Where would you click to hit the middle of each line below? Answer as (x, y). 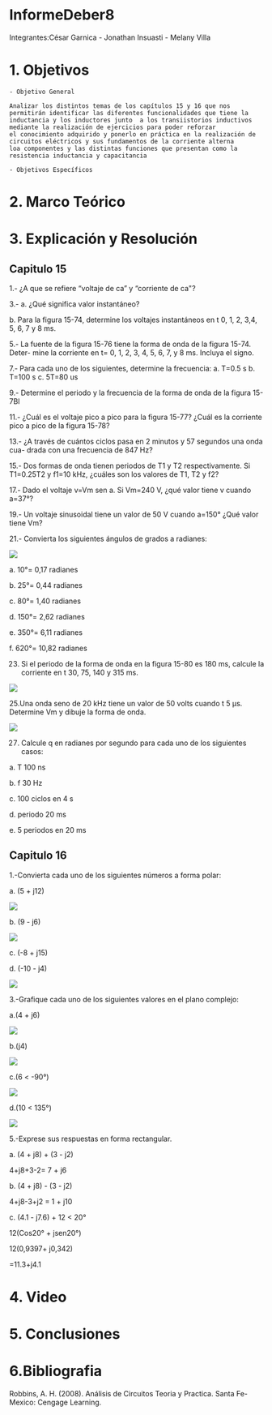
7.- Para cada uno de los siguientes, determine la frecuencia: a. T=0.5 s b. (132, 369)
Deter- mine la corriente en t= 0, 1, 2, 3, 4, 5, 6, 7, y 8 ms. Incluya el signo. (132, 353)
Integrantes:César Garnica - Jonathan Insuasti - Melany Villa (110, 37)
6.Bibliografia (55, 1371)
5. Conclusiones (65, 1334)
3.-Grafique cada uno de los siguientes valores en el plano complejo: (124, 999)
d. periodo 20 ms (38, 815)
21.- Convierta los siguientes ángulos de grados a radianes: (108, 539)
